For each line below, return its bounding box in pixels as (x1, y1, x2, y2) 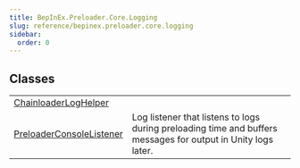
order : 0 (17, 38, 50, 47)
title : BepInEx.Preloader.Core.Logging (9, 13, 158, 22)
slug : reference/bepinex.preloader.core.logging (9, 21, 194, 30)
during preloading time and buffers (131, 122, 279, 135)
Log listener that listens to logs (131, 111, 261, 123)
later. (131, 145, 154, 157)
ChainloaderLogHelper (13, 97, 110, 109)
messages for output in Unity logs (131, 133, 274, 146)
